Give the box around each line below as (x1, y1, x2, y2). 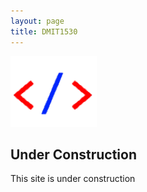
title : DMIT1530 (10, 26, 78, 37)
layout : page (10, 16, 65, 26)
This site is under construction (10, 173, 136, 185)
